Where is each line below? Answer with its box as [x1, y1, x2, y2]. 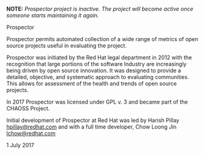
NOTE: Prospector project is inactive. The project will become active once [6, 6, 194, 12]
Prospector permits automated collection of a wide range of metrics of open [6, 36, 198, 42]
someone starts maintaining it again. [6, 12, 99, 19]
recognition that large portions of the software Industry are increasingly [6, 61, 187, 67]
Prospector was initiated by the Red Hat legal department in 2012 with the [6, 54, 192, 61]
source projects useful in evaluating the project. [6, 42, 127, 49]
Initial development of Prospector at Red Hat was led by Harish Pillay [6, 116, 179, 124]
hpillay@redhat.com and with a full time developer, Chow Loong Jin [6, 123, 177, 130]
